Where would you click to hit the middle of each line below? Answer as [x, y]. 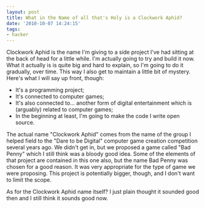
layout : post [23, 12]
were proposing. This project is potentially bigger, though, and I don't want [101, 173]
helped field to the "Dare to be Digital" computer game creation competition [102, 141]
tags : [13, 29]
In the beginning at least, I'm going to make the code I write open [97, 116]
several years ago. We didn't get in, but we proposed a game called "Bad [99, 147]
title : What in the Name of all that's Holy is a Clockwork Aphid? [95, 18]
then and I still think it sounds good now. [57, 198]
